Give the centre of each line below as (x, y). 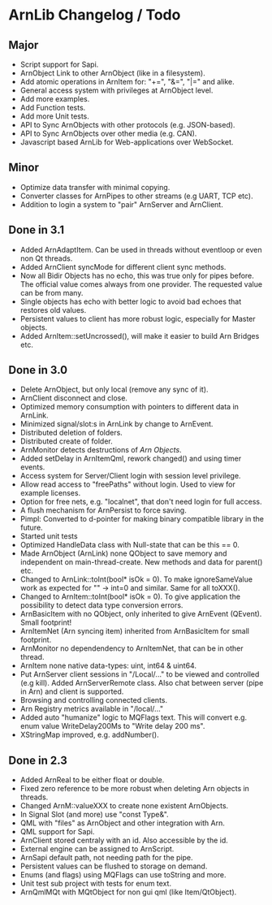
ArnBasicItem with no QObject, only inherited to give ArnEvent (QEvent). (141, 614)
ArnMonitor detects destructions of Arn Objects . (101, 450)
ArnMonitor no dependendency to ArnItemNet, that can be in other (132, 648)
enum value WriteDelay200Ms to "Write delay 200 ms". (112, 726)
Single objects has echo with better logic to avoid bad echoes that (131, 301)
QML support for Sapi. (57, 832)
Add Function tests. (53, 108)
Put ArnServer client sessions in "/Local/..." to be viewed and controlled (140, 674)
